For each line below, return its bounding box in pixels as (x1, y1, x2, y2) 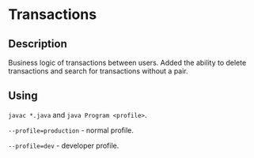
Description (8, 37, 67, 51)
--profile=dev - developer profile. (8, 141, 119, 150)
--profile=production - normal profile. (8, 125, 135, 135)
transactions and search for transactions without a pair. (8, 66, 188, 76)
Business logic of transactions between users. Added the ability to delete (8, 58, 247, 67)
